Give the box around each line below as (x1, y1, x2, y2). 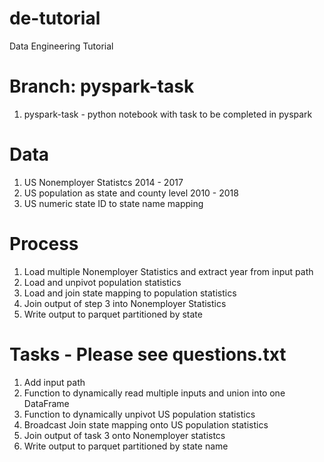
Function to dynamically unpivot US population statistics (23, 408, 256, 420)
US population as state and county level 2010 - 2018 (23, 187, 239, 199)
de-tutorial (9, 7, 101, 30)
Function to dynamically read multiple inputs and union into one (23, 387, 286, 399)
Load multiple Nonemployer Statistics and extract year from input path (23, 265, 314, 277)
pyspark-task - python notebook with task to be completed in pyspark (23, 108, 313, 120)
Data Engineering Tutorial (9, 40, 114, 52)
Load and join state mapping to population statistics (23, 287, 237, 299)
